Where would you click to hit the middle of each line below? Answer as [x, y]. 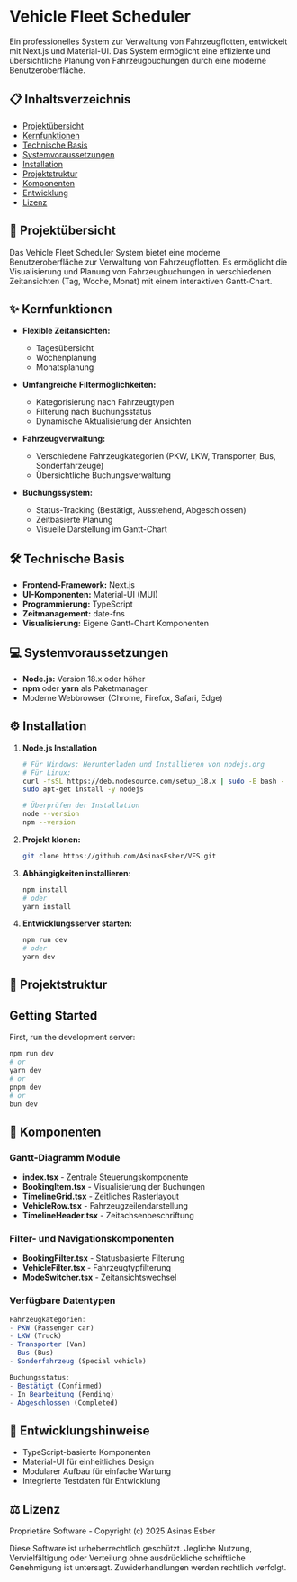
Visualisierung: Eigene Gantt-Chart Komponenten [116, 624]
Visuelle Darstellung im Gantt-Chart [102, 529]
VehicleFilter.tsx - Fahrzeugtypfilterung [97, 1268]
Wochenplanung [66, 358]
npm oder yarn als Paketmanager [85, 688]
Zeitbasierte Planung [74, 520]
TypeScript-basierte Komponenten [86, 1452]
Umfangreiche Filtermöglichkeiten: [89, 385]
